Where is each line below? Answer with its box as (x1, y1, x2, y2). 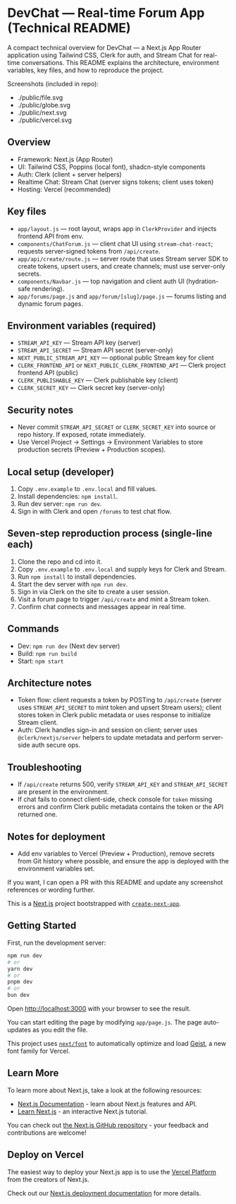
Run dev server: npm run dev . (17, 500, 102, 508)
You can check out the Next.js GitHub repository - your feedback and (7, 1121, 209, 1129)
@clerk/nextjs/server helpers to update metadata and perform (17, 733, 201, 742)
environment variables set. (17, 864, 95, 873)
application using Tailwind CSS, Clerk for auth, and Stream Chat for (7, 51, 202, 59)
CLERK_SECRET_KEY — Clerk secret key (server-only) (17, 384, 166, 392)
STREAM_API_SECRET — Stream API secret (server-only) (17, 346, 174, 355)
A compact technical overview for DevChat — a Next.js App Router (7, 43, 201, 52)
